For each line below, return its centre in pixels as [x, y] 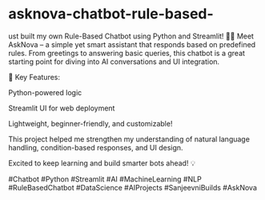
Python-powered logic [45, 92]
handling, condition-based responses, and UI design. [96, 147]
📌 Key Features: [34, 77]
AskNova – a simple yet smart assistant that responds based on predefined [132, 44]
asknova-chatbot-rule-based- [111, 14]
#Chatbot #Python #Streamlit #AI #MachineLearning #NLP [105, 179]
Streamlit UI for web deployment [62, 108]
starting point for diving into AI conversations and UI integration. [114, 62]
